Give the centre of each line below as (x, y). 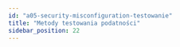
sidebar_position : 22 (44, 30)
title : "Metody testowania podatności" (74, 23)
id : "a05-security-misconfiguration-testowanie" (90, 16)
